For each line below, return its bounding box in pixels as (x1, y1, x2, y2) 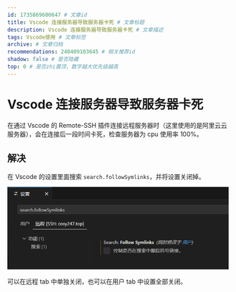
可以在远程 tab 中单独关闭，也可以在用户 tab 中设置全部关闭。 (7, 277, 187, 286)
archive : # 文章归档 (7, 41, 63, 48)
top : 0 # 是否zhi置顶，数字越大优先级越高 (7, 63, 119, 70)
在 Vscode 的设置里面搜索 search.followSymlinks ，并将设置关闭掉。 (7, 172, 205, 180)
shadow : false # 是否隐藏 (7, 56, 79, 63)
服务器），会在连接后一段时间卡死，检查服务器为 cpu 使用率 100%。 (7, 130, 203, 138)
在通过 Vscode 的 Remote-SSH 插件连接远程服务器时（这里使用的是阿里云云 (7, 121, 228, 129)
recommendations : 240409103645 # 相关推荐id (7, 48, 136, 55)
